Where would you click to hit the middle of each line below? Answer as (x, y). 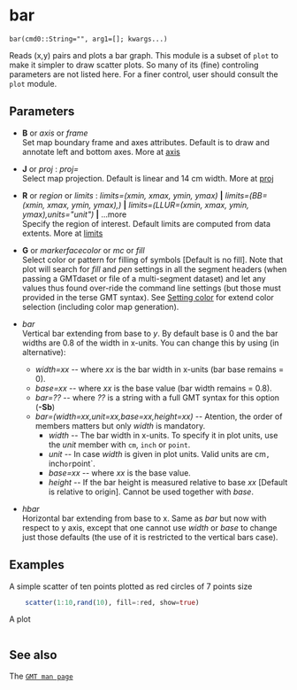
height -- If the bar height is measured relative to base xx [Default (168, 482)
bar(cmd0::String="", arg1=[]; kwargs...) (88, 39)
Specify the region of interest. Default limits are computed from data (146, 223)
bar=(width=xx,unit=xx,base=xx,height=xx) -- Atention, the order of (159, 416)
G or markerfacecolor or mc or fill (83, 250)
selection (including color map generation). (100, 306)
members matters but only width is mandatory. (120, 425)
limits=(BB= (246, 195)
